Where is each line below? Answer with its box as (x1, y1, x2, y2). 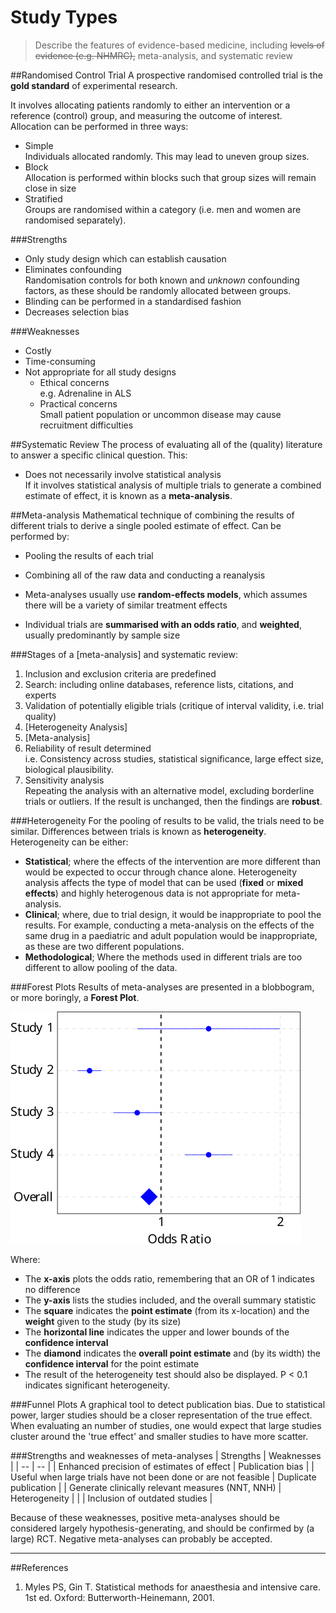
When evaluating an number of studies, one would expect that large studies (10, 1419, 322, 1431)
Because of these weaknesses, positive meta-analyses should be (10, 1511, 280, 1523)
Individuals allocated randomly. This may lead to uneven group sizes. (24, 150, 310, 162)
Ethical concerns (39, 376, 110, 388)
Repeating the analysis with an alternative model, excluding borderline (24, 784, 315, 796)
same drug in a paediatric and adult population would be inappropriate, (24, 929, 318, 941)
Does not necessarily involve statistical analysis (24, 468, 222, 480)
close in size (24, 182, 77, 194)
